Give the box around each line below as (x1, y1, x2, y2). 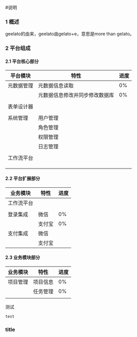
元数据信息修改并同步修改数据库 (38, 92, 115, 99)
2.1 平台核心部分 (5, 58, 39, 64)
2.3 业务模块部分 (5, 254, 40, 260)
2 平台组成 (5, 45, 31, 52)
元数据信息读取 (38, 82, 74, 89)
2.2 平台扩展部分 (5, 176, 40, 182)
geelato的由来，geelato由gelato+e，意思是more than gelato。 (5, 31, 134, 37)
